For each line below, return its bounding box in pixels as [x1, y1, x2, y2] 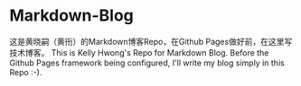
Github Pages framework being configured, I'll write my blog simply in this [9, 57, 285, 68]
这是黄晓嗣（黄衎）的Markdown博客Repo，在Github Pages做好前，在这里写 [9, 36, 293, 47]
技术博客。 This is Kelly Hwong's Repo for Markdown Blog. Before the [9, 47, 269, 58]
